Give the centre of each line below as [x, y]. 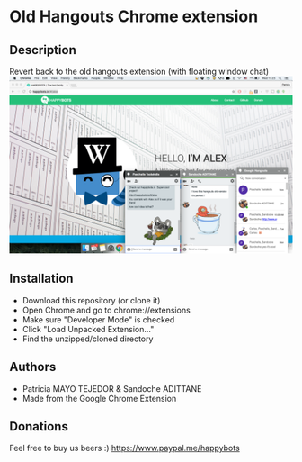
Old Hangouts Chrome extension [134, 17]
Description [43, 50]
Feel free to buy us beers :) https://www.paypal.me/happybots [124, 448]
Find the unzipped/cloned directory [88, 339]
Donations [39, 426]
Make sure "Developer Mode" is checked [98, 319]
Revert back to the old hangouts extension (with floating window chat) [139, 71]
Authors [33, 367]
